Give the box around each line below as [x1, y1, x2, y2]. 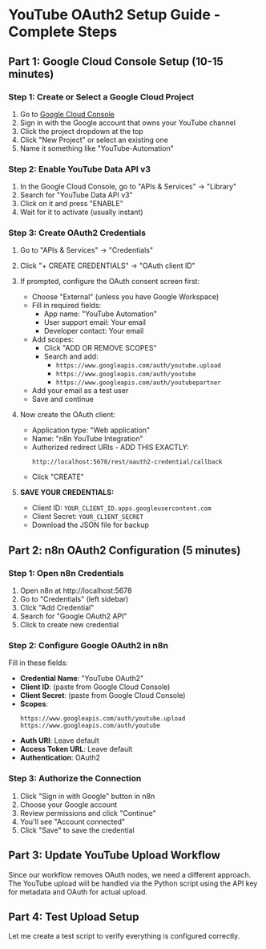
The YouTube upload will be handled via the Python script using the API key [8, 878, 258, 888]
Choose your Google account [19, 800, 118, 809]
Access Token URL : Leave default [19, 744, 133, 754]
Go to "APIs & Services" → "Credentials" [19, 245, 154, 255]
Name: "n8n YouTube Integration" [31, 434, 143, 444]
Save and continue [31, 395, 94, 404]
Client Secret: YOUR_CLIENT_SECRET [31, 512, 144, 521]
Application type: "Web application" [31, 425, 151, 435]
